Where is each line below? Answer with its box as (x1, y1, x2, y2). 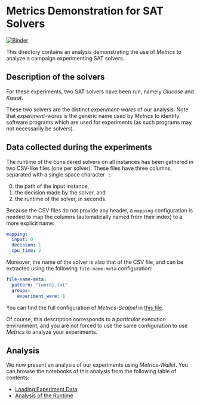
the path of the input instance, (14, 182, 90, 190)
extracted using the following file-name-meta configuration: (6, 265, 153, 272)
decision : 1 (11, 242, 42, 248)
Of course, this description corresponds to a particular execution (6, 315, 166, 322)
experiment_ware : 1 (17, 293, 66, 299)
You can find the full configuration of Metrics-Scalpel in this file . (6, 304, 164, 311)
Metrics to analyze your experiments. (6, 328, 98, 336)
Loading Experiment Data (14, 386, 78, 393)
